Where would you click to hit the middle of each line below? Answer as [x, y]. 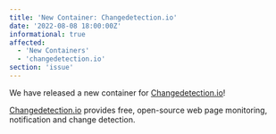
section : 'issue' [42, 68]
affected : [28, 42]
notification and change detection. [72, 119]
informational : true [48, 34]
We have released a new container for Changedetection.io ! [117, 92]
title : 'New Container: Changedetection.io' [93, 17]
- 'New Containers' [54, 51]
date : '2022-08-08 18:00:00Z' [66, 26]
